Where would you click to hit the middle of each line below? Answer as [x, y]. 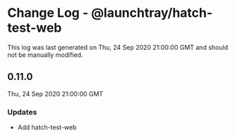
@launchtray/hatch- [152, 13]
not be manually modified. [45, 55]
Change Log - [48, 13]
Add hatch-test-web [47, 127]
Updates [22, 112]
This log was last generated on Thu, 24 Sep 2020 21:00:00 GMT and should [117, 47]
